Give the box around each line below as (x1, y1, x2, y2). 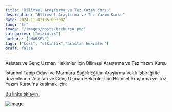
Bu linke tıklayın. (5, 90, 40, 97)
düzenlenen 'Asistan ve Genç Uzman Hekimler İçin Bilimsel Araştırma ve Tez (5, 75, 167, 81)
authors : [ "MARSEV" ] (5, 36, 50, 42)
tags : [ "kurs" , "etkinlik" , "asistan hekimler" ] (5, 41, 109, 46)
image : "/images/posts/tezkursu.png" (5, 27, 86, 32)
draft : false (5, 46, 33, 51)
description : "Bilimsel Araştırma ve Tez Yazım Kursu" (5, 12, 125, 17)
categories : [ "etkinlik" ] (5, 31, 61, 36)
